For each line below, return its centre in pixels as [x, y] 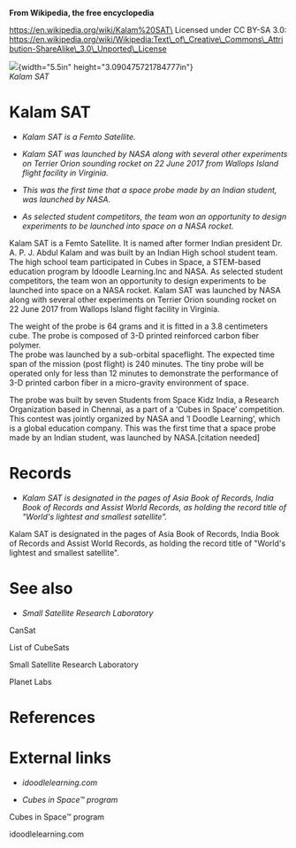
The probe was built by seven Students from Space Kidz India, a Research [144, 400]
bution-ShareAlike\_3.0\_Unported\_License [88, 49]
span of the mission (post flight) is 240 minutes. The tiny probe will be [137, 363]
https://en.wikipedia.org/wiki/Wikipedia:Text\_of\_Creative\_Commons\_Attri [146, 39]
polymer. [25, 345]
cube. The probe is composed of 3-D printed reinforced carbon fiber [134, 335]
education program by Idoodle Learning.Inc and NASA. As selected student [146, 271]
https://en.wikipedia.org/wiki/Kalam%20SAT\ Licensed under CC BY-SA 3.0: [148, 30]
